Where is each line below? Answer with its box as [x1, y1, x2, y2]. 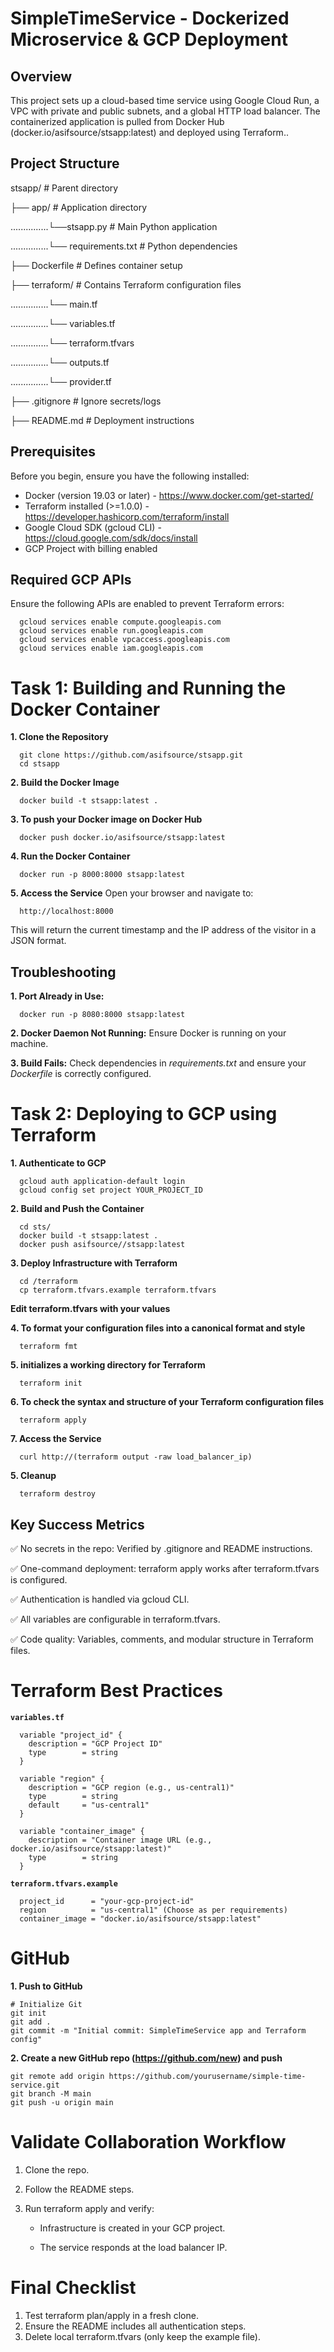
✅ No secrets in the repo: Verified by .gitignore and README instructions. [10, 1542, 313, 1554]
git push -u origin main [10, 2097, 114, 2107]
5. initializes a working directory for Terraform [10, 1359, 206, 1371]
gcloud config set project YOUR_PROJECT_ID [19, 1185, 203, 1196]
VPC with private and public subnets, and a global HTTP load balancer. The [10, 105, 321, 117]
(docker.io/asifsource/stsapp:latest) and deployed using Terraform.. [10, 127, 289, 138]
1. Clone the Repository [10, 731, 109, 743]
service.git [10, 2080, 60, 2090]
